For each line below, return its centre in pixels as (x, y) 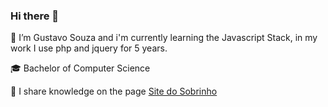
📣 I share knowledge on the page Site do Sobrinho (114, 91)
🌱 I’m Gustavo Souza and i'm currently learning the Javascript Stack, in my (164, 38)
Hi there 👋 (35, 16)
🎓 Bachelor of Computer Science (80, 68)
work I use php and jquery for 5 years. (89, 48)
